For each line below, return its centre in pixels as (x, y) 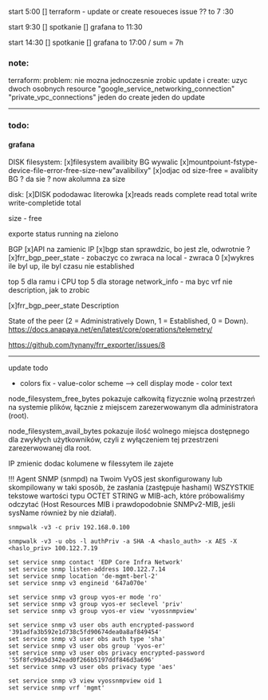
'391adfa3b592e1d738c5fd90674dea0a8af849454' (85, 632)
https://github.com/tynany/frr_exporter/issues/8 (87, 345)
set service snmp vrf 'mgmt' (57, 688)
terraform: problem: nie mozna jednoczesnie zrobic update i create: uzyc (128, 81)
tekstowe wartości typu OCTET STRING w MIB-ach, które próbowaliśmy (126, 496)
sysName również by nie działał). (63, 513)
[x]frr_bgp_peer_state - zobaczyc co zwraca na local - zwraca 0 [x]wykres (131, 258)
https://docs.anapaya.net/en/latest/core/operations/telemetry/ (110, 329)
